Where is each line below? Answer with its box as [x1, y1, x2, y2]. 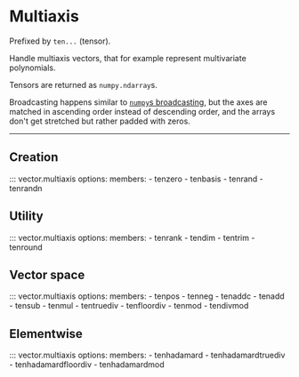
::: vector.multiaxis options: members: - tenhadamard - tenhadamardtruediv [9, 349, 286, 361]
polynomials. [9, 62, 56, 73]
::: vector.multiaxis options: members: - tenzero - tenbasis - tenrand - [9, 173, 264, 184]
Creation [9, 149, 59, 165]
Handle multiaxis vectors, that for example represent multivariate [9, 52, 246, 63]
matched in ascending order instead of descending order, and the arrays [9, 106, 276, 116]
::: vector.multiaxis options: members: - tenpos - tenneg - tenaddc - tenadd [9, 291, 285, 301]
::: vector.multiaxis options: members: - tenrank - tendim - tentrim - [9, 232, 255, 243]
